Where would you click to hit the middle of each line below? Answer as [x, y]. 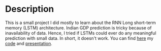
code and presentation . [29, 43]
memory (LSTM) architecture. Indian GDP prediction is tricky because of [78, 27]
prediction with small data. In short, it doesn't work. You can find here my [79, 38]
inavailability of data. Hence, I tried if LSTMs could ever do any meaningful [81, 33]
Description [30, 9]
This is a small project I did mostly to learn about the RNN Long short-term [80, 23]
